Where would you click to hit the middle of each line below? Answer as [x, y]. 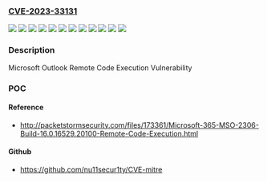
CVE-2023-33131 [43, 11]
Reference [26, 107]
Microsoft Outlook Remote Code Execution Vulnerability [100, 67]
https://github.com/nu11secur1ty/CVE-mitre [91, 169]
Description [32, 50]
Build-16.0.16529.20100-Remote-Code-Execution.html [109, 133]
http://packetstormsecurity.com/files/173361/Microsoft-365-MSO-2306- [139, 125]
